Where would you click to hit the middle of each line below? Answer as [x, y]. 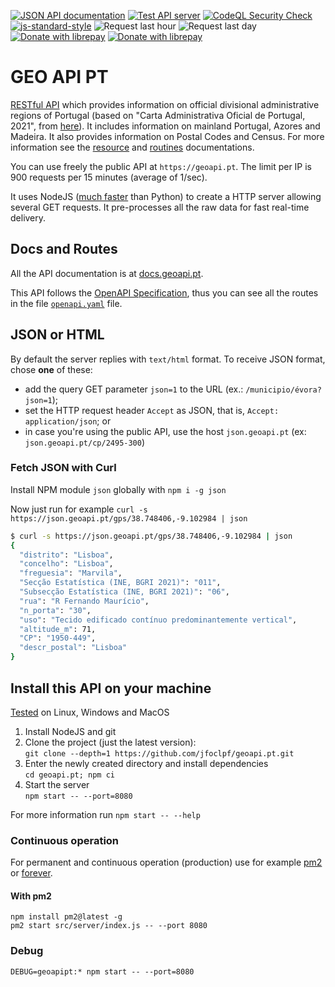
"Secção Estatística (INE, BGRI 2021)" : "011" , [120, 583]
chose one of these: [51, 369]
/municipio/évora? [283, 390]
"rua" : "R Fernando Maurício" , [84, 601]
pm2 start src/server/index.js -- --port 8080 [109, 926]
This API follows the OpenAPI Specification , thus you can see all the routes [164, 292]
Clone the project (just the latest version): [110, 742]
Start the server [57, 784]
